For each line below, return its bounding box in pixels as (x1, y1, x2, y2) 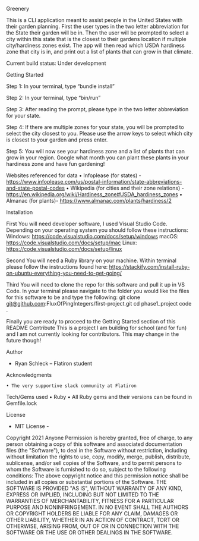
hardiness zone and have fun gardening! (6, 161, 105, 167)
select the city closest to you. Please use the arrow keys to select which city (6, 130, 193, 137)
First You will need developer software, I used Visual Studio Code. (6, 220, 168, 227)
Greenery (6, 5, 30, 12)
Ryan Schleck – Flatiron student (14, 360, 93, 367)
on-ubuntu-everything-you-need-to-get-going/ (6, 270, 122, 276)
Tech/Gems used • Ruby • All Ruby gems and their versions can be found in (6, 394, 192, 400)
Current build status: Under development (6, 59, 106, 67)
